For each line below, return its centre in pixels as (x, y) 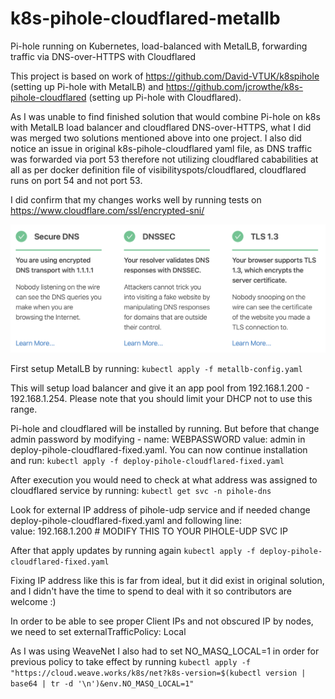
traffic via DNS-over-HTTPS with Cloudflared (103, 56)
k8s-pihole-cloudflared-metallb (145, 18)
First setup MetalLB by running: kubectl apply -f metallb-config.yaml (156, 369)
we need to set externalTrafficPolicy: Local (98, 632)
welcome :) (33, 602)
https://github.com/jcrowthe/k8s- (234, 86)
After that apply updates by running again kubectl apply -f (133, 551)
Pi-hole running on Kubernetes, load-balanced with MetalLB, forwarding (159, 46)
